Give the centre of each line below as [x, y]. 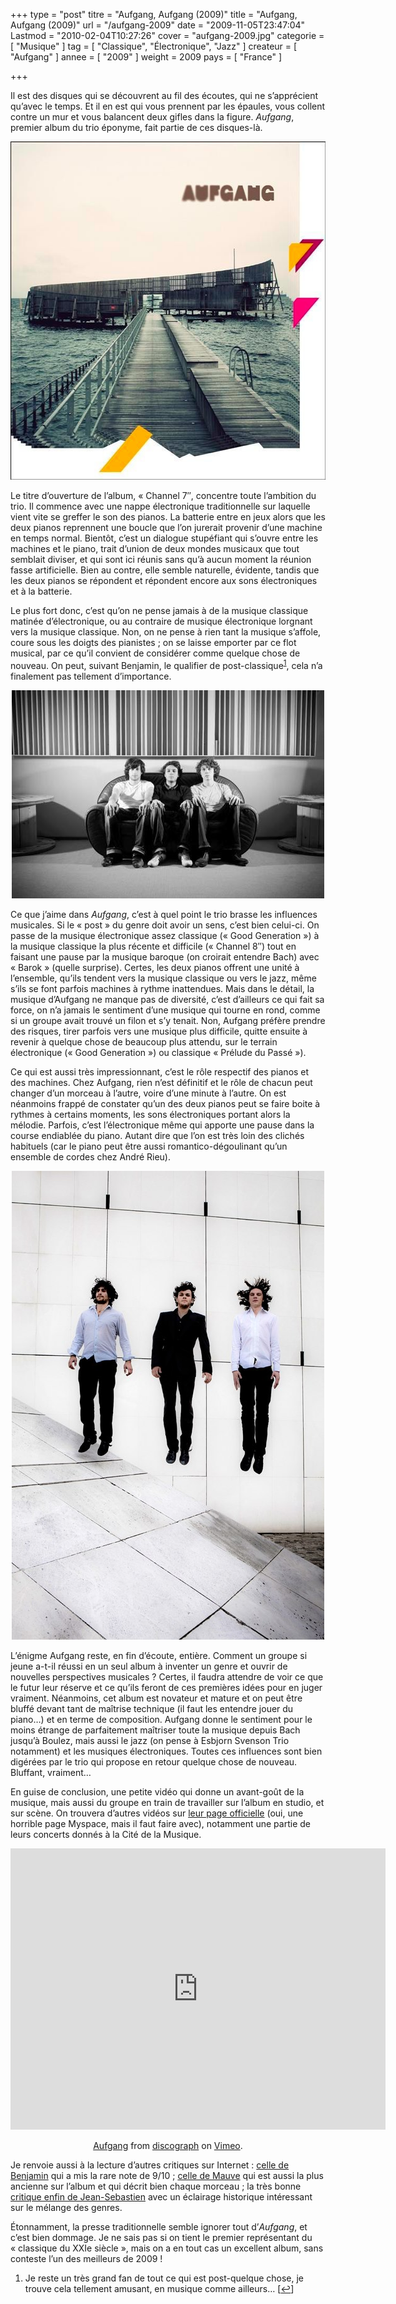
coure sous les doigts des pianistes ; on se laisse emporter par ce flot [153, 642]
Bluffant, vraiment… [51, 1772]
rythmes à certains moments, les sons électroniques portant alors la [150, 1114]
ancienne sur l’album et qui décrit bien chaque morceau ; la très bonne [156, 2186]
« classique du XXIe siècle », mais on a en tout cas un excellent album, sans [167, 2248]
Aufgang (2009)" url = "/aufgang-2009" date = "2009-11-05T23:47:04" [158, 25]
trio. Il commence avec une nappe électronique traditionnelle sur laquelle [160, 506]
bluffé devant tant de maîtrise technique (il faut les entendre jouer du [152, 1708]
